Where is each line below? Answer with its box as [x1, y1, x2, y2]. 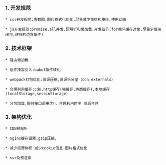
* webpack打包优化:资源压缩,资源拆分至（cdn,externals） [5, 77, 115, 82]
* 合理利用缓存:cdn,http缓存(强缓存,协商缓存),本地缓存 [5, 87, 110, 92]
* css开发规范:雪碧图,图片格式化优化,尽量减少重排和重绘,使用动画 [5, 17, 126, 22]
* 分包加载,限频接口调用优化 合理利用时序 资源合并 [5, 101, 99, 106]
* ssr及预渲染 [5, 155, 32, 160]
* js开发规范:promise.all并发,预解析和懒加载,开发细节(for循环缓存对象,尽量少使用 [5, 27, 161, 32]
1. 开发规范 [5, 4, 31, 11]
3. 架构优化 [5, 113, 32, 120]
